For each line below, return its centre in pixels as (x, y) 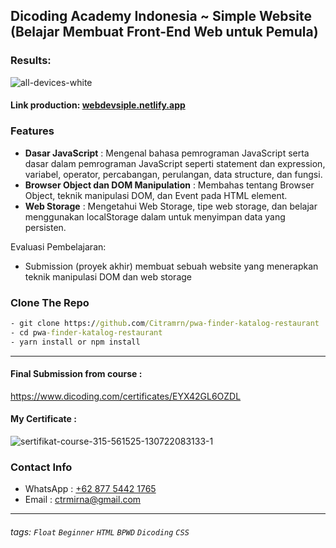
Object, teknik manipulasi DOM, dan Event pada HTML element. (156, 195)
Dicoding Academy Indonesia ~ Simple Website (161, 16)
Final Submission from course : (76, 374)
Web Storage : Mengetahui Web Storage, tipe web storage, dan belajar (171, 206)
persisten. (45, 227)
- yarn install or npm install (75, 342)
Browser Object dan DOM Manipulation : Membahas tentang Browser (169, 185)
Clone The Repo (50, 302)
